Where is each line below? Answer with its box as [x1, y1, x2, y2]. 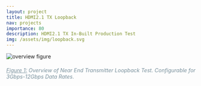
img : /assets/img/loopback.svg [6, 36, 85, 42]
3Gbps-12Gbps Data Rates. [6, 73, 75, 80]
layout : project [6, 8, 47, 15]
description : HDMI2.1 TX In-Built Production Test [6, 31, 136, 37]
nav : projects [6, 20, 42, 26]
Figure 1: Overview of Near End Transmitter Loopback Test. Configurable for [6, 66, 196, 73]
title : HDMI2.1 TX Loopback [6, 14, 77, 20]
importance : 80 [6, 25, 45, 32]
